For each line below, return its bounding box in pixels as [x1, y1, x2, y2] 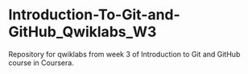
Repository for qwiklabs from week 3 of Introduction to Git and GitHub [8, 49, 241, 59]
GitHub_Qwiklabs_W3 [8, 23, 157, 41]
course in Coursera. [8, 58, 74, 68]
